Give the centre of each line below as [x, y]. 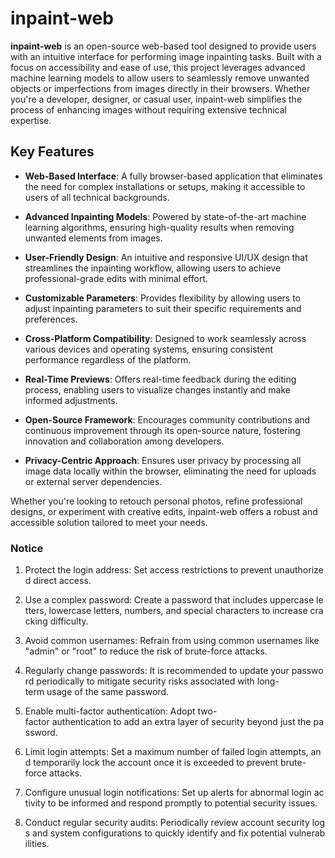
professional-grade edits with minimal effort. [116, 278]
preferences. [51, 319]
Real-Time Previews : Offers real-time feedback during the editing [160, 379]
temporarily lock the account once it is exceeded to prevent [156, 763]
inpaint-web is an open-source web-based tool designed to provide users [163, 46]
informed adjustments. [71, 400]
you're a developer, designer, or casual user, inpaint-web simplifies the [156, 99]
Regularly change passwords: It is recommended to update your [157, 671]
